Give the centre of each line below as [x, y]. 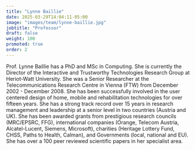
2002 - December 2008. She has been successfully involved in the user [93, 91]
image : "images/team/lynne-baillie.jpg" [56, 22]
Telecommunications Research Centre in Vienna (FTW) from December [92, 85]
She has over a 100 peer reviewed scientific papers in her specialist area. [95, 141]
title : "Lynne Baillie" [35, 11]
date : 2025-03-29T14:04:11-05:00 [47, 17]
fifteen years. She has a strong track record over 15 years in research [90, 104]
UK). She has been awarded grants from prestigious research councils [91, 116]
